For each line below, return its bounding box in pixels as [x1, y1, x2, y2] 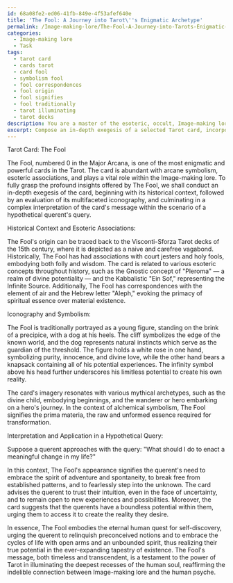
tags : [7, 49, 23, 56]
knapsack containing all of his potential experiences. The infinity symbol [7, 361, 214, 369]
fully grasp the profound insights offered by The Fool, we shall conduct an [7, 181, 218, 190]
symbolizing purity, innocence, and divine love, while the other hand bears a [7, 353, 225, 361]
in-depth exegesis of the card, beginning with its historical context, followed [7, 188, 225, 197]
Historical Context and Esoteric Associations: [7, 224, 137, 233]
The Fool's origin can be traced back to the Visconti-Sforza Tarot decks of [7, 238, 220, 246]
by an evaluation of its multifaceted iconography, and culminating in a [7, 196, 206, 204]
